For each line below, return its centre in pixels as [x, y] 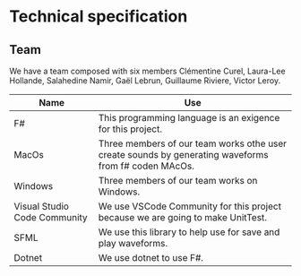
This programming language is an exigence [189, 118]
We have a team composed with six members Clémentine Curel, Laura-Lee [147, 71]
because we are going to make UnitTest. [182, 217]
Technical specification [99, 17]
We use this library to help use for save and [189, 232]
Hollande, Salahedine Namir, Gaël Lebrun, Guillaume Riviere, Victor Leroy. [145, 81]
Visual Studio [42, 206]
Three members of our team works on [178, 181]
